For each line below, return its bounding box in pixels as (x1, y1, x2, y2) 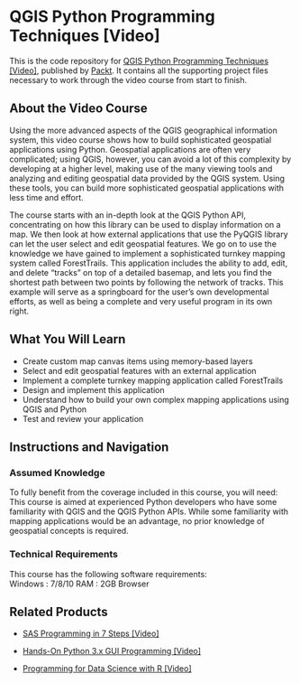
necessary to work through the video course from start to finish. (9, 74, 248, 85)
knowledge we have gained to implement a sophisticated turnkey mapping (9, 248, 286, 258)
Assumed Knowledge (9, 466, 105, 479)
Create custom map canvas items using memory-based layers (22, 355, 254, 367)
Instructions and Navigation (9, 439, 169, 454)
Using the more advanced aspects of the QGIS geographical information (9, 125, 277, 136)
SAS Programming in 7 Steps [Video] (22, 628, 159, 639)
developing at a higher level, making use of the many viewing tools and (9, 163, 273, 173)
